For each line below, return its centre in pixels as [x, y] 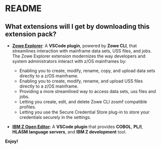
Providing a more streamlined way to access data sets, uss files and [88, 91]
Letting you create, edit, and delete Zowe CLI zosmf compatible [83, 102]
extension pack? [31, 34]
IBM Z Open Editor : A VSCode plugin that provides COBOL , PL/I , [77, 127]
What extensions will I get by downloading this [77, 27]
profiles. [28, 107]
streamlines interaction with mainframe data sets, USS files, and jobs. [82, 51]
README [23, 9]
